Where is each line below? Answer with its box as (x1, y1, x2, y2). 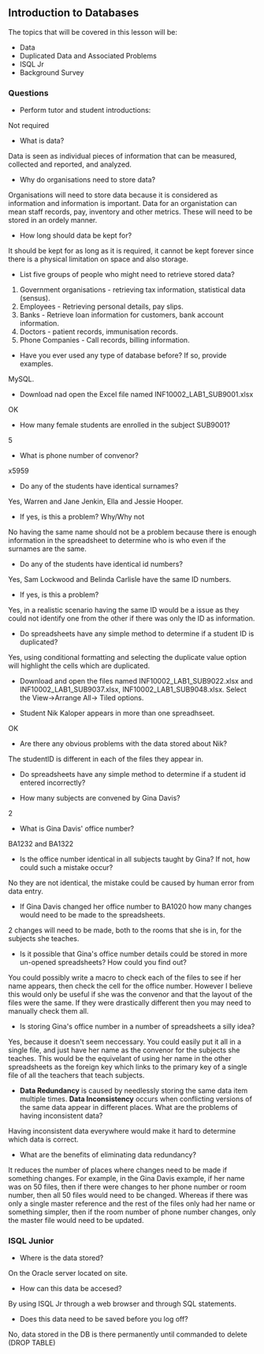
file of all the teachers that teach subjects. (8, 1071, 145, 1080)
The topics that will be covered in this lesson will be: (8, 27, 178, 36)
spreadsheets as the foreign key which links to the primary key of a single (8, 1062, 247, 1072)
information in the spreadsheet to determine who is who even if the (8, 536, 226, 546)
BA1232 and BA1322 (8, 839, 74, 849)
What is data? (19, 136, 65, 145)
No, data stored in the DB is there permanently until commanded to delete (8, 1330, 248, 1339)
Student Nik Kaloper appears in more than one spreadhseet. (19, 708, 215, 718)
